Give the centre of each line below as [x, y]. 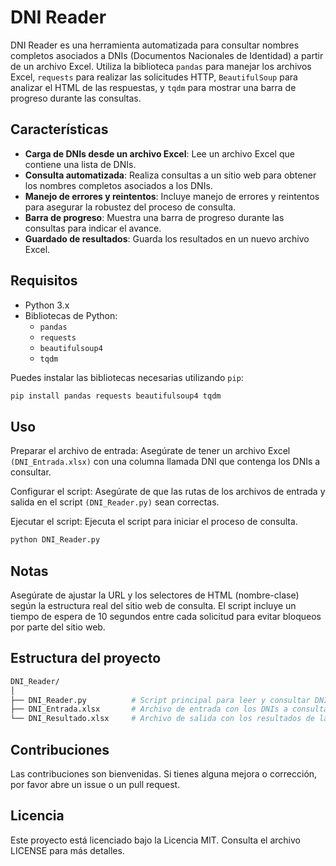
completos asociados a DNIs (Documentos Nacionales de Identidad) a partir [167, 55]
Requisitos [44, 281]
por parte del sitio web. [58, 627]
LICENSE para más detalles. [67, 850]
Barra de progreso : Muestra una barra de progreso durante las [154, 217]
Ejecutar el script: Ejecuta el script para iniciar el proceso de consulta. [154, 522]
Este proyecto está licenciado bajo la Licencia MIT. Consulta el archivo [155, 840]
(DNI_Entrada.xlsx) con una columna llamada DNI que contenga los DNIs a [165, 462]
